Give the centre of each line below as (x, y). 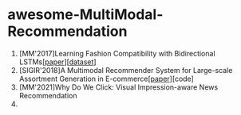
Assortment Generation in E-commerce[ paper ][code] (107, 79)
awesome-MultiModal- (85, 15)
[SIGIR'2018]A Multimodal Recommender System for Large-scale (126, 70)
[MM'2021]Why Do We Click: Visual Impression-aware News (119, 87)
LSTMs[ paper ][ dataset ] (57, 62)
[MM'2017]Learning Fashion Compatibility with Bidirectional (117, 53)
